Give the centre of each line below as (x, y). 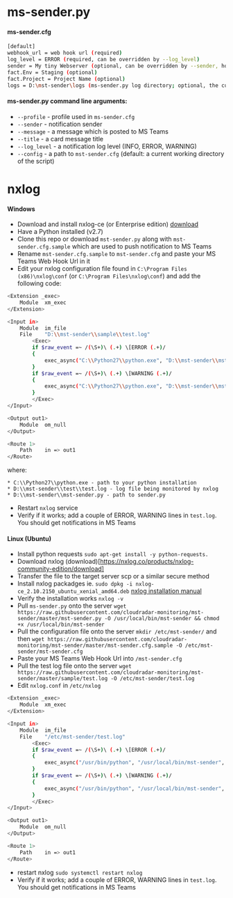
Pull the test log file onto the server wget (74, 666)
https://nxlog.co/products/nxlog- (147, 562)
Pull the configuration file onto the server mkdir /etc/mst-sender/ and (117, 631)
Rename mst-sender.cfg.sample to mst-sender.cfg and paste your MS (116, 254)
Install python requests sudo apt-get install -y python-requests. (113, 554)
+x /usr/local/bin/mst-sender (61, 625)
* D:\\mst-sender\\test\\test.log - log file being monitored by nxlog (113, 489)
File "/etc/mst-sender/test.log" (73, 736)
